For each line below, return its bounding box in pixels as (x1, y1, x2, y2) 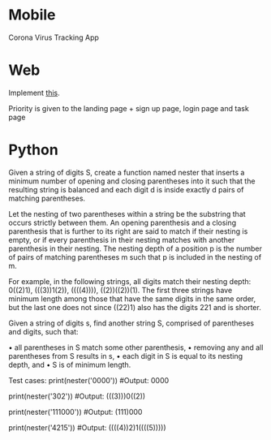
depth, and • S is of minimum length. (8, 360, 131, 369)
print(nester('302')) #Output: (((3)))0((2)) (8, 391, 146, 401)
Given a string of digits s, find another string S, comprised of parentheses (8, 318, 254, 328)
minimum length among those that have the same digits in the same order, (8, 294, 256, 304)
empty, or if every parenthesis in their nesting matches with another (8, 235, 235, 244)
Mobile (8, 6, 56, 24)
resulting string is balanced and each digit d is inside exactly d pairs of (8, 184, 244, 194)
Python (8, 140, 58, 159)
